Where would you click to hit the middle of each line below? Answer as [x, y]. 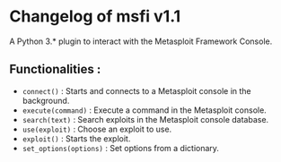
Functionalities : [55, 69]
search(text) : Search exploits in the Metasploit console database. [145, 119]
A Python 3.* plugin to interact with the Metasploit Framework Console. [141, 41]
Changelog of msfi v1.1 [95, 17]
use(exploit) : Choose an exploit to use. [97, 129]
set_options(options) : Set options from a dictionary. [121, 148]
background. [46, 100]
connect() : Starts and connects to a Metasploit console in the [136, 90]
